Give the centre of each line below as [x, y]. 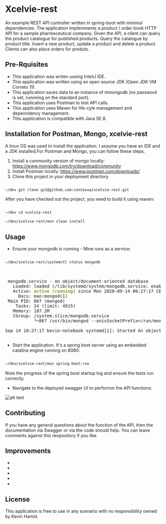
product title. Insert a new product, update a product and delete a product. [81, 43]
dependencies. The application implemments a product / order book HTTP [81, 28]
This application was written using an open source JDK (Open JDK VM [84, 81]
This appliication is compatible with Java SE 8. [60, 118]
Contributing [25, 413]
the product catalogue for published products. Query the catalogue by [77, 39]
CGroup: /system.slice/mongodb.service [61, 316]
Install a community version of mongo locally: [59, 161]
